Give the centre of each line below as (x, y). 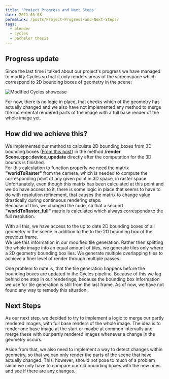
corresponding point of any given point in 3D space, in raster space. (77, 178)
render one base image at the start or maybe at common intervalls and (79, 329)
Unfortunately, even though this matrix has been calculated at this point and (84, 184)
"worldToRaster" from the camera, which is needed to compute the (77, 173)
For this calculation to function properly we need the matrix (67, 168)
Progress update (32, 59)
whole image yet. (23, 118)
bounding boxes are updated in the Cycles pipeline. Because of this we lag (83, 274)
